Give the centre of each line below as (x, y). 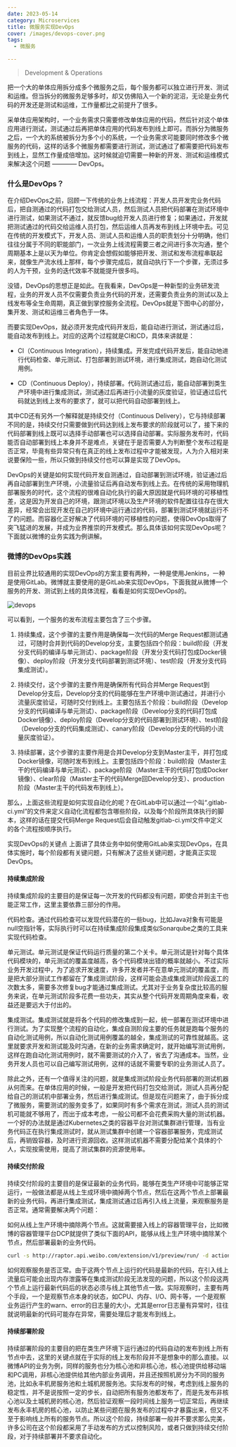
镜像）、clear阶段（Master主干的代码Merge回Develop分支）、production (121, 778)
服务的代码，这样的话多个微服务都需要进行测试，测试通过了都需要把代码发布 (118, 146)
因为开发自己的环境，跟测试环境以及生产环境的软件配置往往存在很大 (130, 501)
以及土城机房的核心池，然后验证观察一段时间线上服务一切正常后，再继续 (124, 1401)
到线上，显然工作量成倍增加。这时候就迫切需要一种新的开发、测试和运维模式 (118, 155)
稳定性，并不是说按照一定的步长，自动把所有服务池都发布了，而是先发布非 (115, 1392)
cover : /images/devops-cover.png (56, 33)
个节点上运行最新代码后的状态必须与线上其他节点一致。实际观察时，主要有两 (118, 1287)
